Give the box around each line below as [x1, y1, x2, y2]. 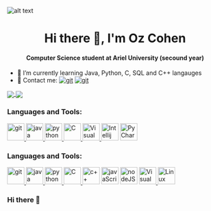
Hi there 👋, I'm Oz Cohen [44, 31, 186, 46]
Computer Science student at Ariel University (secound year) [26, 54, 204, 62]
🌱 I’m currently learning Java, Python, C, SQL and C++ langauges [16, 69, 202, 77]
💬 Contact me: [16, 76, 58, 85]
